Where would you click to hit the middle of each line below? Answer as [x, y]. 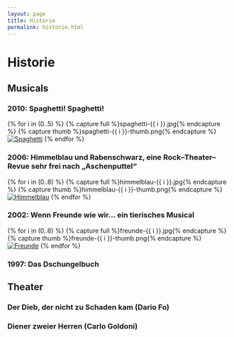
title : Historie [31, 21]
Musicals [28, 88]
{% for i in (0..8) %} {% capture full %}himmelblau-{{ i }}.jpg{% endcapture [117, 182]
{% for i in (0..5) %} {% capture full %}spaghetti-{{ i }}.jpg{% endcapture [114, 124]
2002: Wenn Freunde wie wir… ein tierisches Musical [101, 215]
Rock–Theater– [189, 158]
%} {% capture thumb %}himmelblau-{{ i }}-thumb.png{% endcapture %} [115, 189]
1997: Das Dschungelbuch [53, 264]
